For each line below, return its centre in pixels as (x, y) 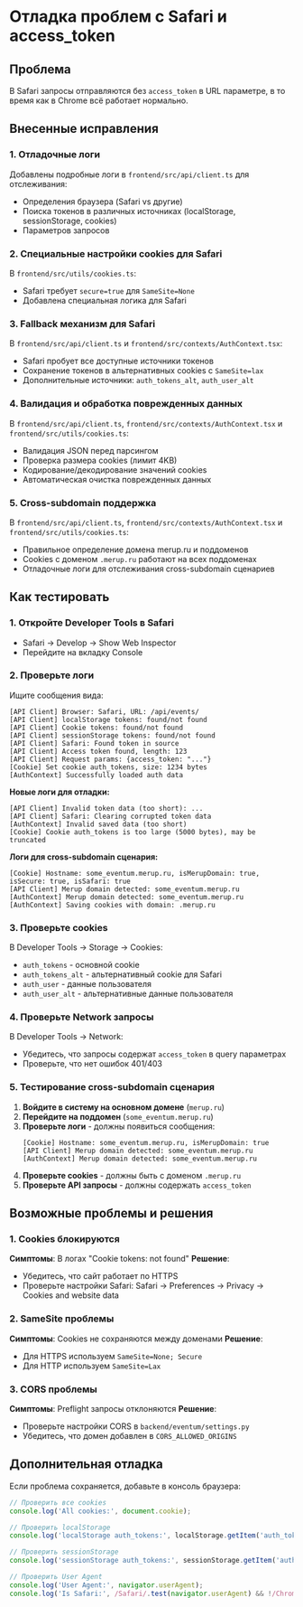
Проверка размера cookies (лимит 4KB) (100, 460)
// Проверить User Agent (56, 1577)
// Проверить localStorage (60, 1527)
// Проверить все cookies (58, 1502)
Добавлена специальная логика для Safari (104, 300)
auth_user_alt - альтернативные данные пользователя (128, 994)
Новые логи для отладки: (60, 792)
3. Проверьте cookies (59, 927)
